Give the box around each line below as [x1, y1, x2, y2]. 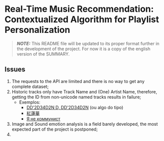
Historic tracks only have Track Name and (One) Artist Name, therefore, [11, 88, 157, 94]
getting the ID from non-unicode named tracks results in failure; [11, 94, 141, 100]
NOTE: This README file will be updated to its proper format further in [16, 40, 160, 46]
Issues [4, 65, 26, 74]
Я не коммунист [26, 115, 61, 121]
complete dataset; [11, 84, 49, 89]
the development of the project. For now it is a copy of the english [16, 46, 151, 52]
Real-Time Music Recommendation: [4, 3, 154, 15]
